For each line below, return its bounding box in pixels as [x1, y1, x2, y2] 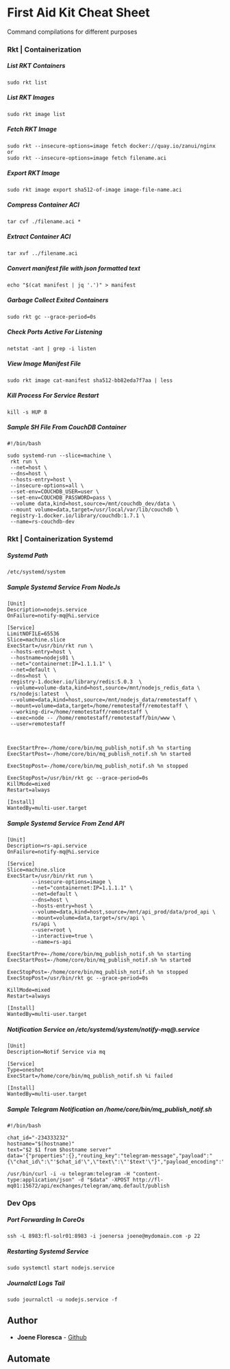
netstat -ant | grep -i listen [7, 345, 97, 352]
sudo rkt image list [7, 111, 66, 117]
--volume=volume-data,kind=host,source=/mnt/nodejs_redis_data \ [10, 685, 201, 692]
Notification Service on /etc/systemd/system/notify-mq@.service [7, 1025, 200, 1033]
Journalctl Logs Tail [7, 1279, 65, 1287]
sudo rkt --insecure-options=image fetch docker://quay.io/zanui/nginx [7, 142, 216, 149]
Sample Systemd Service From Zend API [7, 819, 125, 827]
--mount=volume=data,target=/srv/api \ [31, 915, 146, 922]
